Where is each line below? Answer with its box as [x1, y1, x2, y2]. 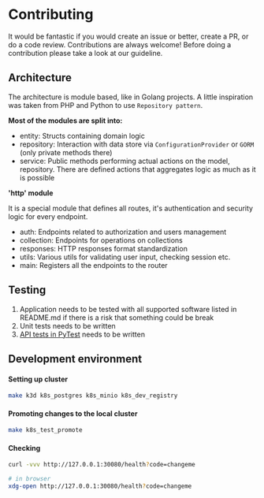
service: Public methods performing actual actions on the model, [19, 156, 230, 165]
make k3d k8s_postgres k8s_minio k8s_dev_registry [8, 392, 178, 400]
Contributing [8, 6, 94, 24]
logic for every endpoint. [8, 211, 88, 221]
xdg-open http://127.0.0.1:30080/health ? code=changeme [8, 482, 192, 490]
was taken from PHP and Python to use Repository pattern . [8, 100, 203, 110]
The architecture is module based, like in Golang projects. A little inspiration [8, 92, 254, 102]
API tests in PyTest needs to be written [19, 329, 146, 339]
